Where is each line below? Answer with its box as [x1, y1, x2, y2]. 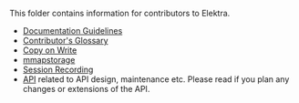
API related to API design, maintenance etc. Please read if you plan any [22, 74, 290, 85]
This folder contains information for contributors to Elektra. [9, 8, 231, 18]
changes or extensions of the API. [22, 84, 150, 94]
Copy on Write [22, 45, 77, 56]
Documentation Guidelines [22, 26, 123, 36]
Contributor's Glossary [22, 36, 108, 46]
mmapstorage [22, 55, 76, 65]
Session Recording [22, 64, 94, 75]
